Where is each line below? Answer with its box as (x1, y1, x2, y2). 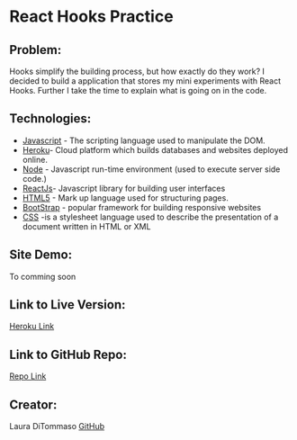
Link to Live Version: (9, 297, 126, 312)
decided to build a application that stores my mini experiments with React (9, 76, 282, 86)
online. (22, 154, 48, 165)
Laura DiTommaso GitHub (9, 421, 105, 432)
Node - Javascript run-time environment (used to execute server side (22, 164, 281, 175)
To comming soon (9, 271, 76, 282)
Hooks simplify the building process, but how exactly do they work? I (9, 66, 265, 76)
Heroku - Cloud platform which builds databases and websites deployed (22, 144, 289, 155)
